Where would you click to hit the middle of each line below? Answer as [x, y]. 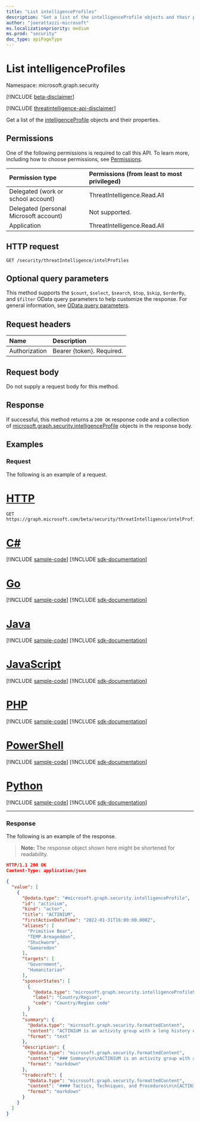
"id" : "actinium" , [45, 904]
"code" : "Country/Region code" [71, 1003]
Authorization [28, 351]
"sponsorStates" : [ [46, 981]
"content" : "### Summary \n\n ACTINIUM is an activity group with [109, 1059]
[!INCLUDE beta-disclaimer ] [40, 96]
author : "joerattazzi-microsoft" [48, 23]
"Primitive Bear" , [50, 931]
